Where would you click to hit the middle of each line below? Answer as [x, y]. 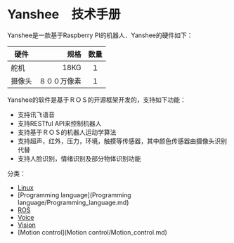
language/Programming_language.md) [73, 202]
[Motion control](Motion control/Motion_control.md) [92, 232]
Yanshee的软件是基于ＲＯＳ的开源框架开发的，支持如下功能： [97, 100]
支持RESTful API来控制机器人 [59, 123]
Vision [27, 225]
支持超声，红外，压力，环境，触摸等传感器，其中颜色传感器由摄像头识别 [122, 140]
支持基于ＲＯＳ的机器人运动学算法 [67, 132]
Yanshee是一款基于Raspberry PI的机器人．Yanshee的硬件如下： [100, 35]
